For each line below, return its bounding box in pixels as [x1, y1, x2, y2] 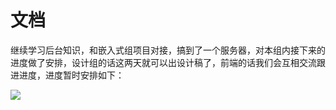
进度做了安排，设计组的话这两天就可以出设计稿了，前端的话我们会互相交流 [10, 56, 317, 68]
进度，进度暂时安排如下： [18, 69, 125, 81]
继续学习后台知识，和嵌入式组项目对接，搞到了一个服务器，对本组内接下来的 [10, 44, 326, 56]
